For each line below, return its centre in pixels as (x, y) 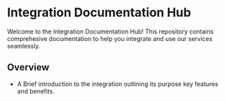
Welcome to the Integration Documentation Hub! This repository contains (110, 31)
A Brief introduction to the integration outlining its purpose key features (117, 84)
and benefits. (36, 91)
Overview (28, 67)
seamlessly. (24, 46)
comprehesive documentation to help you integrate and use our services (110, 38)
